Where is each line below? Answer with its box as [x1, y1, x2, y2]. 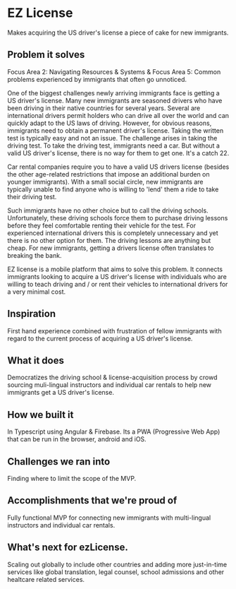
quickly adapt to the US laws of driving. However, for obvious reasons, [7, 119, 212, 127]
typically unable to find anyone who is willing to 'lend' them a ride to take [7, 185, 219, 194]
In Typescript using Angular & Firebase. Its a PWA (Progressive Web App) [7, 427, 221, 436]
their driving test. [7, 192, 57, 201]
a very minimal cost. [7, 287, 66, 296]
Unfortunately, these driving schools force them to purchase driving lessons [7, 213, 228, 222]
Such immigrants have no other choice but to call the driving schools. [7, 206, 209, 215]
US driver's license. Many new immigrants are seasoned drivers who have [7, 96, 223, 105]
